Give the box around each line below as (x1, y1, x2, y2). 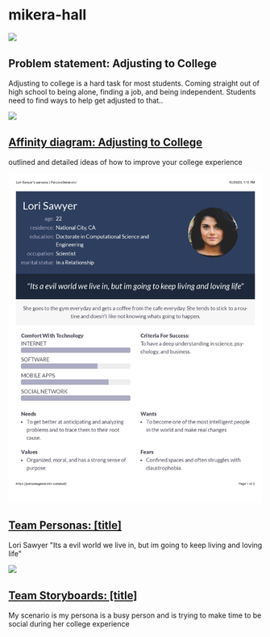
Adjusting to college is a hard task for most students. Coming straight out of (8, 78, 260, 88)
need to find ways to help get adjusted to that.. (8, 95, 164, 105)
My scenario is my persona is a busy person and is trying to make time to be (8, 610, 262, 620)
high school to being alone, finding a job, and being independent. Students (8, 86, 256, 96)
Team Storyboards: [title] (8, 588, 138, 603)
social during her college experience (8, 618, 131, 628)
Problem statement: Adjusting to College (8, 57, 218, 70)
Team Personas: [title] (8, 519, 123, 533)
